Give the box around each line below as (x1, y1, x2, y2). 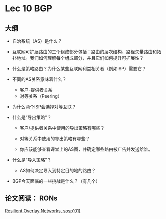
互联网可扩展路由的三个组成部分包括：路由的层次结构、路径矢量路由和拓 (12, 49, 161, 55)
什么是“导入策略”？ (12, 157, 52, 163)
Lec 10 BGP (5, 3, 52, 14)
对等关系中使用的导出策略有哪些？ (19, 136, 90, 141)
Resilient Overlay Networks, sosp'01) (5, 208, 81, 214)
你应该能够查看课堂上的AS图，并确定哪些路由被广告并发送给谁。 (19, 146, 153, 152)
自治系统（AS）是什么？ (12, 38, 62, 44)
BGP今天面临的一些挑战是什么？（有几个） (12, 178, 101, 184)
